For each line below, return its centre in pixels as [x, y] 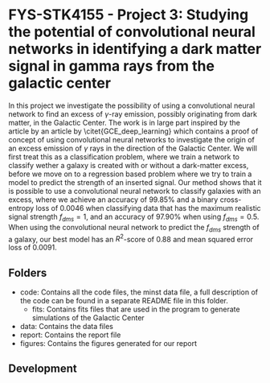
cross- [231, 200]
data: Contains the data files [67, 326]
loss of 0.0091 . [33, 248]
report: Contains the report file [70, 335]
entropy [21, 208]
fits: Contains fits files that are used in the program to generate [136, 309]
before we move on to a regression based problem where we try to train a [130, 174]
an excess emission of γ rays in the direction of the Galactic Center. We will [133, 148]
